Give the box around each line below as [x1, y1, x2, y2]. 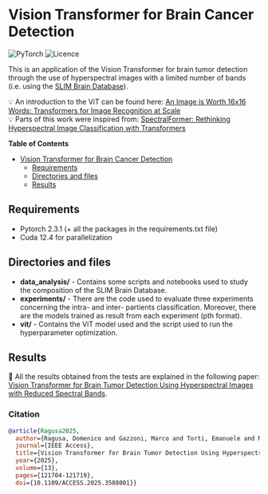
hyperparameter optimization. [19, 327, 118, 337]
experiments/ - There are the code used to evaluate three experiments [19, 294, 254, 303]
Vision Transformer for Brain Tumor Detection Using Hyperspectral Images [8, 381, 254, 390]
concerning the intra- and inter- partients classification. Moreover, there [19, 302, 257, 312]
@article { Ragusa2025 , [8, 427, 81, 435]
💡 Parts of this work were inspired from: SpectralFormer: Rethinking [8, 114, 231, 124]
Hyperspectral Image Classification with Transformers [8, 123, 186, 132]
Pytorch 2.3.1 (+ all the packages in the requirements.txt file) [19, 223, 218, 233]
